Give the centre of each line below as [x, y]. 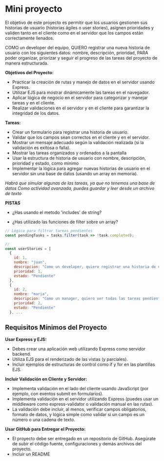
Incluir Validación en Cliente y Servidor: [46, 379]
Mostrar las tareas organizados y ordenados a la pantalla [69, 153]
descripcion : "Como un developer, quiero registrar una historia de [85, 267]
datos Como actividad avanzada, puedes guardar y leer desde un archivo [80, 188]
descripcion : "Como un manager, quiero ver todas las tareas [77, 299]
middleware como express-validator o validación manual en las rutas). [83, 404]
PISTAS [13, 203]
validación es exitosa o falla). [41, 147]
